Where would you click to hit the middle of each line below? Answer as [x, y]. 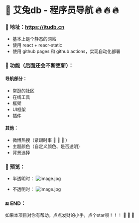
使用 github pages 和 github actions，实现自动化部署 [66, 51]
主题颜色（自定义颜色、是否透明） [47, 146]
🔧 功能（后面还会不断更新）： [39, 65]
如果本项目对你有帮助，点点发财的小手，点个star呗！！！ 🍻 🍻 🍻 [70, 215]
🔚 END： [16, 203]
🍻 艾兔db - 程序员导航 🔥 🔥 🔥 [62, 10]
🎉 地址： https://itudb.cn [35, 27]
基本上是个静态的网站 [34, 39]
